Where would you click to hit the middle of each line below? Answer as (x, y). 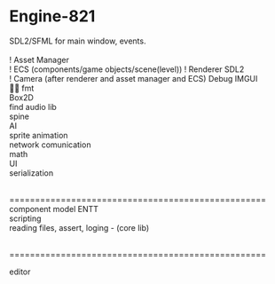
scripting (25, 218)
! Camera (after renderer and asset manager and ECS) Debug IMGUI (134, 78)
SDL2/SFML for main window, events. (78, 41)
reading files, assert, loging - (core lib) (79, 227)
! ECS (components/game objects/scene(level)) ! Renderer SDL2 (127, 69)
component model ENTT (54, 209)
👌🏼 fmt (22, 88)
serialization (31, 173)
